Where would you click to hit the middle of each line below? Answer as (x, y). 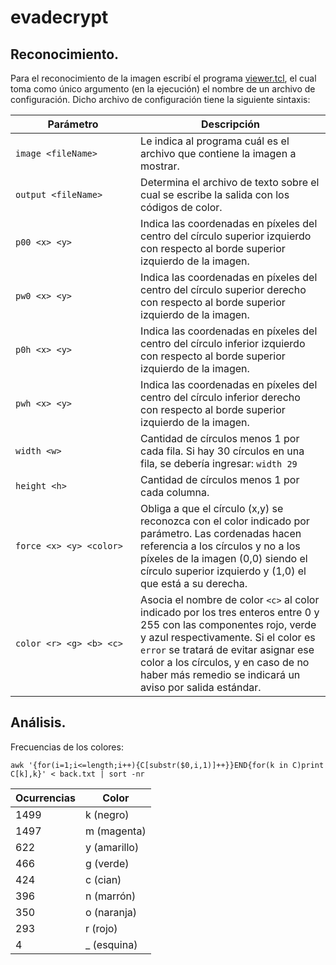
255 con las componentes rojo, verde (228, 624)
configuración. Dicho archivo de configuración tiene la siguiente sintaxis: (160, 99)
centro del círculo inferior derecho (220, 397)
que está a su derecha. (194, 583)
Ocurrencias (45, 798)
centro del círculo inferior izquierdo (223, 343)
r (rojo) (101, 928)
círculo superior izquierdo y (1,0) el (223, 571)
